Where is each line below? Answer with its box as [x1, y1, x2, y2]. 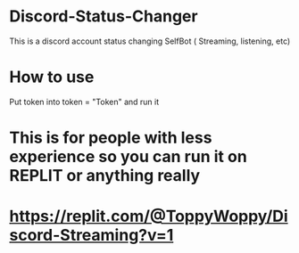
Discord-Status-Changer [9, 6, 198, 27]
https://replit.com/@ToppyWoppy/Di [9, 207, 288, 226]
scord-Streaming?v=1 [9, 225, 174, 246]
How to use [9, 67, 95, 87]
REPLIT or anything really [9, 166, 201, 186]
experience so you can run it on [9, 147, 247, 167]
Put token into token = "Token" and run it [9, 96, 160, 107]
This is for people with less [9, 127, 212, 148]
